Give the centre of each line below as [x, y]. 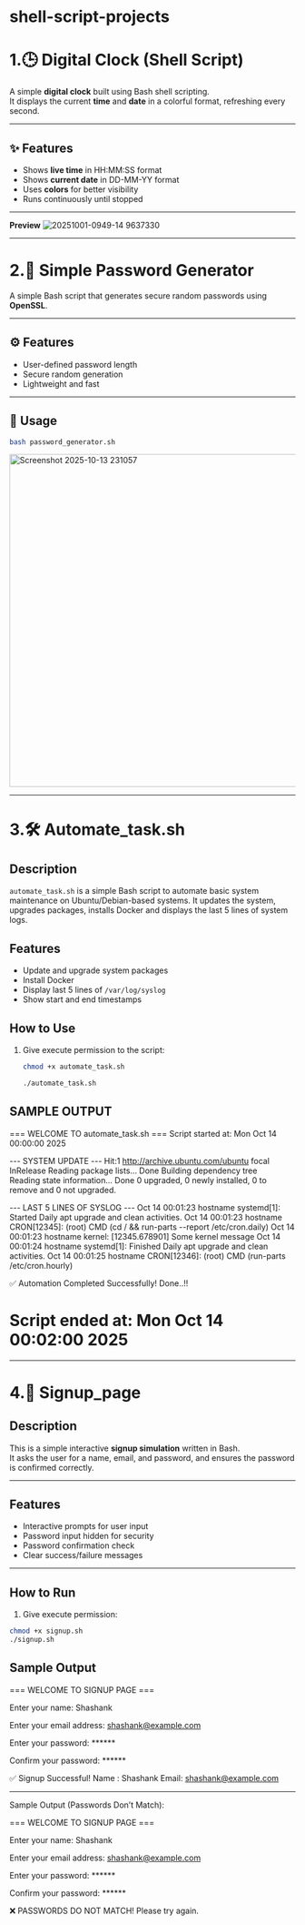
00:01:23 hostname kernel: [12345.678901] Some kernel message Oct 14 [145, 1236]
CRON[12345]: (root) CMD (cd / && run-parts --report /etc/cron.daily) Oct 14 [152, 1227]
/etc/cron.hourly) [41, 1265]
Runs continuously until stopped [83, 198]
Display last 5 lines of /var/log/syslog [94, 990]
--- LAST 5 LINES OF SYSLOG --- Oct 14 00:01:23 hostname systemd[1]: [145, 1207]
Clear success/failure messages [83, 1555]
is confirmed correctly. [52, 1467]
